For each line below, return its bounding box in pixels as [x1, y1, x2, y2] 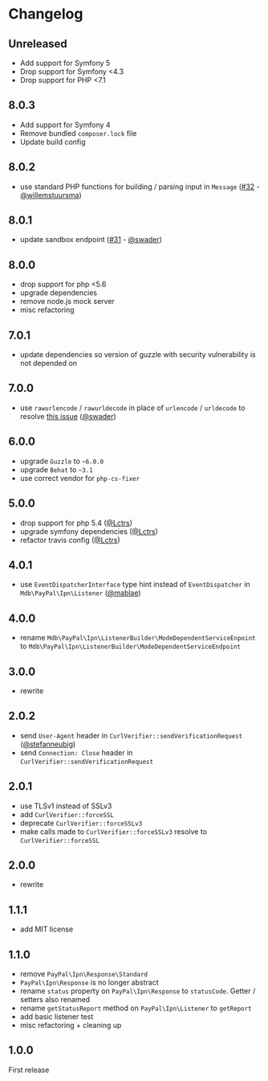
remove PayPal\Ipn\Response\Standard [19, 969, 148, 978]
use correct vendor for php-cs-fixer [19, 473, 140, 483]
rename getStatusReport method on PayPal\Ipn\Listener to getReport [19, 1003, 252, 1013]
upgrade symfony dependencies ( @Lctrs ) [19, 526, 159, 536]
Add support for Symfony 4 [19, 120, 111, 129]
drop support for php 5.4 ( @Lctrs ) [19, 518, 133, 528]
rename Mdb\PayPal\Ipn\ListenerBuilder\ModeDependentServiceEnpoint [19, 633, 256, 643]
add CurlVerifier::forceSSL [19, 809, 115, 819]
